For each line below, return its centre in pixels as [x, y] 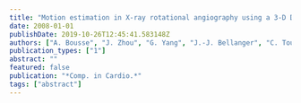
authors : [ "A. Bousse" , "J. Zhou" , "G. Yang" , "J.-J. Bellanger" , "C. [144, 43]
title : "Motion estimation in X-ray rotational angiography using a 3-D [148, 17]
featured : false [39, 68]
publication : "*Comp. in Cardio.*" [76, 76]
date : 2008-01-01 [42, 26]
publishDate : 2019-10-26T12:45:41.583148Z [90, 34]
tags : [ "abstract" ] [46, 84]
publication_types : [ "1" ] [57, 51]
